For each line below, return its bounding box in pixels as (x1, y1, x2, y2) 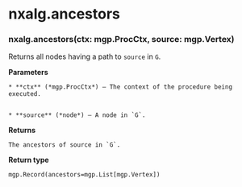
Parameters (8, 68, 48, 77)
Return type (8, 155, 50, 165)
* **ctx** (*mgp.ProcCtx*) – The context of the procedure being (8, 83, 232, 91)
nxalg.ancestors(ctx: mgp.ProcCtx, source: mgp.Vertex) (8, 34, 236, 45)
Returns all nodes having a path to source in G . (8, 52, 161, 61)
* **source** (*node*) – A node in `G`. (8, 111, 147, 119)
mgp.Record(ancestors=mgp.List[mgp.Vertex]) (8, 171, 161, 179)
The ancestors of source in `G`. (8, 141, 121, 149)
